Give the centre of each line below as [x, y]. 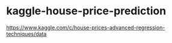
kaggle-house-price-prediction [86, 11]
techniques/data [26, 33]
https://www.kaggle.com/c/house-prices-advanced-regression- [86, 27]
